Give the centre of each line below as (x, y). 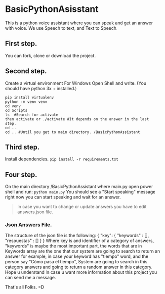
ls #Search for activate (32, 115)
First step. (21, 44)
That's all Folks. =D (25, 287)
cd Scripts (16, 110)
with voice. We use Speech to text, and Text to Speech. (61, 28)
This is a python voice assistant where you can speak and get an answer (79, 23)
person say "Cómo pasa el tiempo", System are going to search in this (76, 262)
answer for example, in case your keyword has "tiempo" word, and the (77, 256)
